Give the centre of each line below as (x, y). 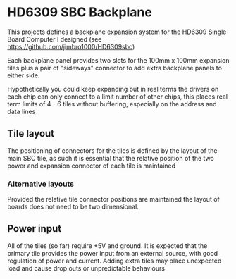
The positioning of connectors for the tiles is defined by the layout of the (112, 150)
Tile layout (31, 134)
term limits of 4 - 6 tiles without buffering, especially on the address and (112, 104)
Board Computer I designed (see (55, 39)
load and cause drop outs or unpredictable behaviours (86, 268)
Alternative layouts (41, 184)
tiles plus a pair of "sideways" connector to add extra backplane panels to (114, 68)
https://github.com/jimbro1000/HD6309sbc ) (71, 46)
